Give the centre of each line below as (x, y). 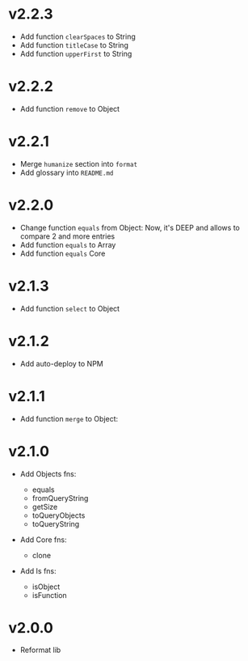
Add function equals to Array (68, 244)
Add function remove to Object (69, 108)
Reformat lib (40, 650)
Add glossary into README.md (67, 172)
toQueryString (56, 523)
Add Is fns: (38, 570)
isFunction (49, 595)
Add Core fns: (43, 540)
